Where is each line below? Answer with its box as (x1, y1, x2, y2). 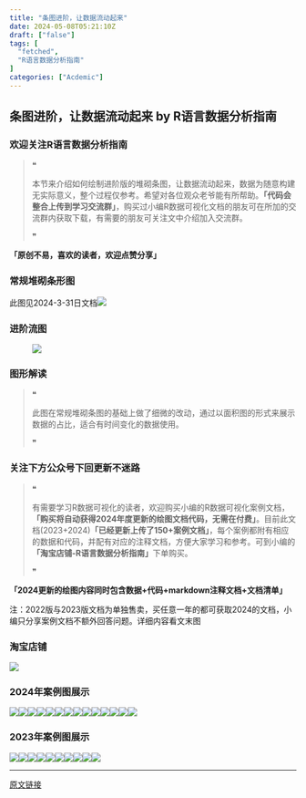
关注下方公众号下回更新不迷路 (9, 461, 141, 474)
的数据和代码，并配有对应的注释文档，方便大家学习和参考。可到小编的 (31, 535, 296, 547)
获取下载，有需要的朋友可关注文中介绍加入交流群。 (56, 212, 248, 223)
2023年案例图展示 (9, 731, 90, 743)
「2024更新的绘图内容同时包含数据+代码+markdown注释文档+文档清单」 (9, 585, 288, 596)
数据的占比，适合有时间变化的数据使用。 (31, 419, 184, 430)
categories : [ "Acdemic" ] (9, 73, 104, 82)
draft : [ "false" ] (9, 30, 76, 39)
